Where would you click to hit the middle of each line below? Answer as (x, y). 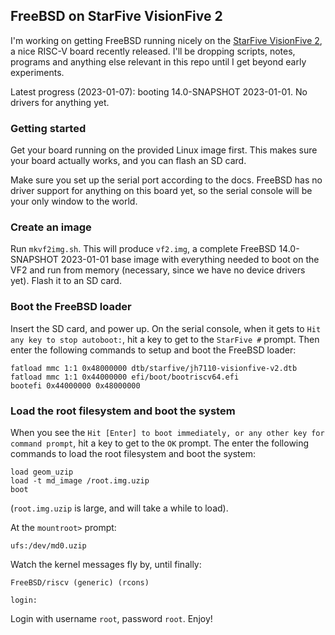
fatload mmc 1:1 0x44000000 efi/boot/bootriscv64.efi (125, 377)
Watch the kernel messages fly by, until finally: (106, 564)
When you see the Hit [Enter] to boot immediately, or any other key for (167, 432)
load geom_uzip (42, 472)
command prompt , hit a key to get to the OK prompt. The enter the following (160, 443)
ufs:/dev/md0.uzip (48, 546)
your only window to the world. (74, 201)
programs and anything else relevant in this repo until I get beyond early (158, 61)
